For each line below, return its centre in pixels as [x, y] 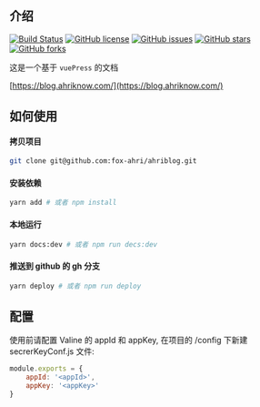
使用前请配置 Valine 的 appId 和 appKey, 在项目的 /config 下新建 [129, 341]
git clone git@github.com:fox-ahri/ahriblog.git [103, 161]
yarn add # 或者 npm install [63, 203]
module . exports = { [46, 369]
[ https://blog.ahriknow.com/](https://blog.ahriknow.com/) [116, 86]
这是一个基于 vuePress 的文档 [64, 67]
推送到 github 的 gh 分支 [55, 266]
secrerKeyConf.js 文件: [52, 351]
